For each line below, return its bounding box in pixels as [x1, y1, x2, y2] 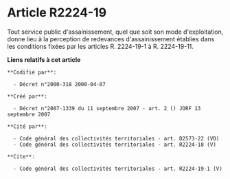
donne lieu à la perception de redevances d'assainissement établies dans [7, 34, 215, 43]
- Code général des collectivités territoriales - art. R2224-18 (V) [13, 141, 216, 148]
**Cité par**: [7, 123, 48, 130]
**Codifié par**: [7, 69, 57, 76]
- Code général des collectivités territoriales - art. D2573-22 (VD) [13, 135, 220, 142]
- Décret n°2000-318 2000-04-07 [13, 81, 106, 87]
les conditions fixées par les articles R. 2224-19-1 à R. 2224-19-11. [7, 42, 194, 50]
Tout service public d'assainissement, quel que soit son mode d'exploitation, [7, 28, 224, 36]
